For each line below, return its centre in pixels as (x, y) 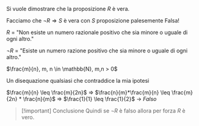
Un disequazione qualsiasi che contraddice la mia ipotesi (78, 81)
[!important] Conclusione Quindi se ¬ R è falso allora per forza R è (103, 111)
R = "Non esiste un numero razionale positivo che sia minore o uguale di (97, 32)
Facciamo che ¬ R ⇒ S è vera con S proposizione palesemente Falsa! (93, 20)
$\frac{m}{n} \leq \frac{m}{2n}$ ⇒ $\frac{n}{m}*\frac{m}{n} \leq (88, 93)
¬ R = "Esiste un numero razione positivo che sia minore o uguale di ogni (97, 51)
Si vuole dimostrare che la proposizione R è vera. (68, 9)
